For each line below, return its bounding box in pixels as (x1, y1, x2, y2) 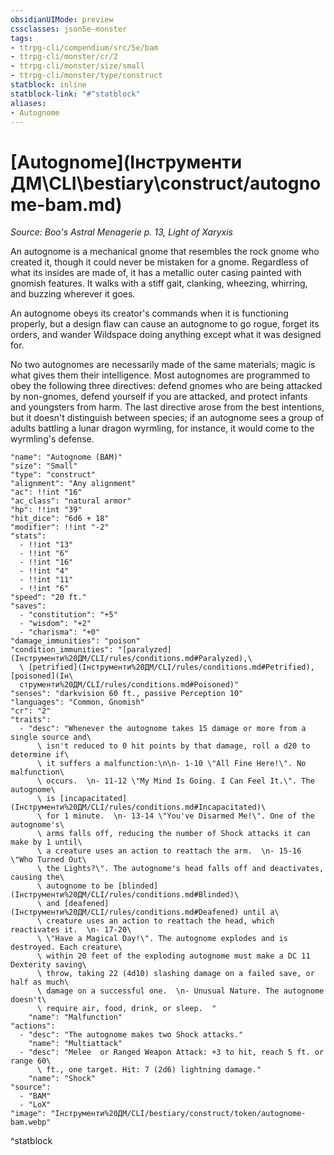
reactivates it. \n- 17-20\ (10, 925, 132, 935)
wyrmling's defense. (10, 433, 95, 445)
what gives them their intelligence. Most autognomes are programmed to (10, 369, 311, 381)
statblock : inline (10, 80, 87, 90)
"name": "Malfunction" (28, 1012, 123, 1023)
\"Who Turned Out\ (10, 855, 87, 865)
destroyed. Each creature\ (10, 942, 123, 953)
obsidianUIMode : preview (10, 14, 114, 25)
